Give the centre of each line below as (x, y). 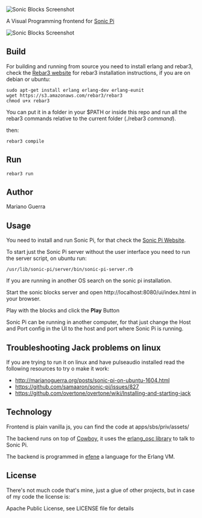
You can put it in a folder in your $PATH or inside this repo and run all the (96, 112)
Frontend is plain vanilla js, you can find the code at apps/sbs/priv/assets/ (98, 427)
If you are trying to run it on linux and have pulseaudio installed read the (96, 362)
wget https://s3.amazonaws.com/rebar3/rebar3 (64, 96)
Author (20, 193)
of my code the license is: (38, 496)
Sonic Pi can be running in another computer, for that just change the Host (99, 322)
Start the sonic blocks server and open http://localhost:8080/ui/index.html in (101, 293)
